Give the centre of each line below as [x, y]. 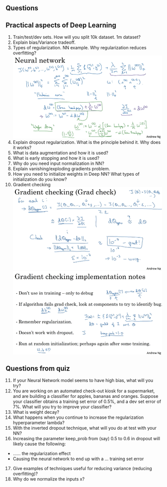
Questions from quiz [38, 368]
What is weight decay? [36, 412]
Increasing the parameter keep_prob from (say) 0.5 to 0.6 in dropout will [86, 439]
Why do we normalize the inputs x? [49, 479]
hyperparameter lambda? [39, 423]
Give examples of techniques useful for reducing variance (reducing [83, 469]
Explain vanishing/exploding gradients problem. [61, 169]
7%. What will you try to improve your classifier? [62, 407]
